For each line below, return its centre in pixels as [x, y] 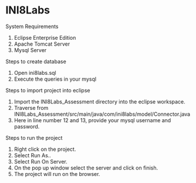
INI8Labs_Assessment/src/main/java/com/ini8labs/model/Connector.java [102, 114]
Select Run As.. [32, 155]
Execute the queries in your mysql [55, 79]
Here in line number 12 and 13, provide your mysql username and [92, 120]
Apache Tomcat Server [42, 44]
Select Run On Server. [41, 161]
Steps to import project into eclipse [48, 90]
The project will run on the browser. [57, 174]
